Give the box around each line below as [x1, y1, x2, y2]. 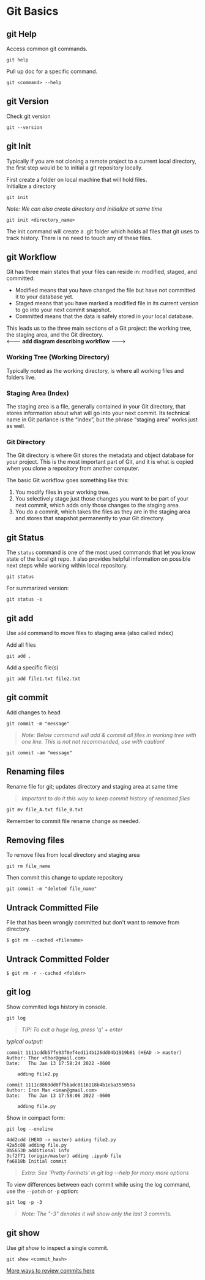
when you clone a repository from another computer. [6, 465, 140, 472]
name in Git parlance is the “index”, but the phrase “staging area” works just [6, 416, 198, 423]
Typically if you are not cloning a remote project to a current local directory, [6, 157, 197, 165]
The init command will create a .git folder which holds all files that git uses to [6, 227, 199, 235]
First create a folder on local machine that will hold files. [6, 176, 147, 183]
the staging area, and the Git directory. [6, 331, 104, 338]
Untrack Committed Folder [6, 954, 110, 964]
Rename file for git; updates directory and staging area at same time [6, 782, 178, 790]
